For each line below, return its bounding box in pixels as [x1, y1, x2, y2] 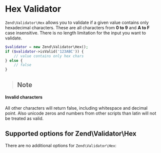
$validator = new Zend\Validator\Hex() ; [5, 44, 89, 49]
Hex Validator [5, 3, 61, 15]
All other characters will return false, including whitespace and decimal [5, 105, 148, 111]
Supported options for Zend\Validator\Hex [5, 130, 137, 138]
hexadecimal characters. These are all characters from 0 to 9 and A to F [5, 24, 150, 30]
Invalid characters [5, 94, 43, 100]
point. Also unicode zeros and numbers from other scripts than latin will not [5, 110, 157, 116]
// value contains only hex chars [14, 54, 84, 58]
